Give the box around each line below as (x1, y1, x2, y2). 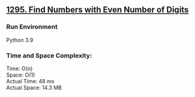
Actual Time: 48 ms (6, 77, 55, 84)
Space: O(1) (6, 71, 35, 78)
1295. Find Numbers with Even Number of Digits (6, 5, 189, 15)
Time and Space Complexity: (6, 51, 92, 59)
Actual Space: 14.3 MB (6, 84, 62, 91)
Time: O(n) (6, 65, 33, 72)
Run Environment (6, 23, 58, 31)
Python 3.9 (6, 36, 34, 44)
